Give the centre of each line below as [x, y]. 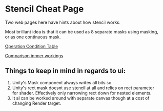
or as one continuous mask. [33, 37]
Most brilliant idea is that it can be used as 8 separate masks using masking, [82, 32]
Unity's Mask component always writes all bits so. [62, 82]
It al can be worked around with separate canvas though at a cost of [81, 98]
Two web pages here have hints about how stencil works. [63, 22]
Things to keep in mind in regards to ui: [65, 71]
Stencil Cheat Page [44, 9]
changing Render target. [37, 103]
